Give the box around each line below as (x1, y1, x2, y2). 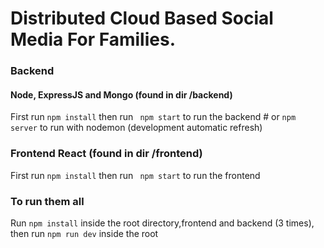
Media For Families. (10, 28, 176, 51)
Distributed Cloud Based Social (10, 7, 274, 30)
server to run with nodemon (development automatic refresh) (10, 122, 263, 134)
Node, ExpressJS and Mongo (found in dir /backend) (10, 88, 233, 101)
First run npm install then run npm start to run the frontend (10, 169, 261, 181)
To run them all (10, 194, 85, 208)
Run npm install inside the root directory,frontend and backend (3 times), (10, 217, 315, 229)
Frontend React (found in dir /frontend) (10, 147, 203, 161)
